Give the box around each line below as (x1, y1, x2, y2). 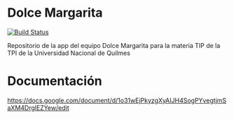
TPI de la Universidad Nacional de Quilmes (7, 49, 131, 57)
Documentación (7, 73, 103, 89)
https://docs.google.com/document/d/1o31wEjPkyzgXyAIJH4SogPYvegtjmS (7, 96, 227, 104)
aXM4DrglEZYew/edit (7, 103, 69, 112)
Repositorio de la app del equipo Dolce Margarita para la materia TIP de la (7, 41, 221, 49)
